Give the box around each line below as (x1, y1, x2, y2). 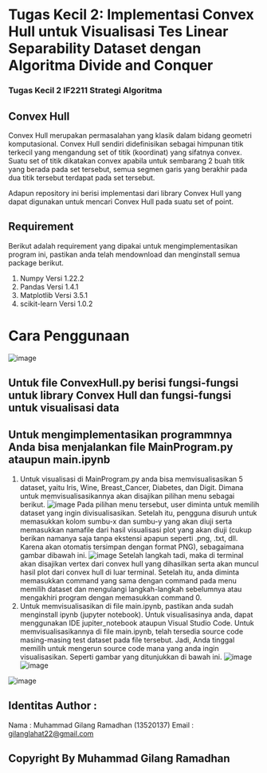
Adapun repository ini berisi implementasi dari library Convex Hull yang (8, 188, 241, 198)
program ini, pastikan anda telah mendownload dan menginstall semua (8, 249, 241, 259)
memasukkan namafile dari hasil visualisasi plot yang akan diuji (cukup (19, 524, 253, 535)
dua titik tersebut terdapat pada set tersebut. (8, 173, 155, 182)
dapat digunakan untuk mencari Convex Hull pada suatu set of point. (8, 197, 234, 206)
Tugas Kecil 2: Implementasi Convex (8, 6, 254, 24)
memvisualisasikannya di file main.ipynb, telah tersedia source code (19, 626, 244, 636)
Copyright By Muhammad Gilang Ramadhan (8, 751, 230, 766)
